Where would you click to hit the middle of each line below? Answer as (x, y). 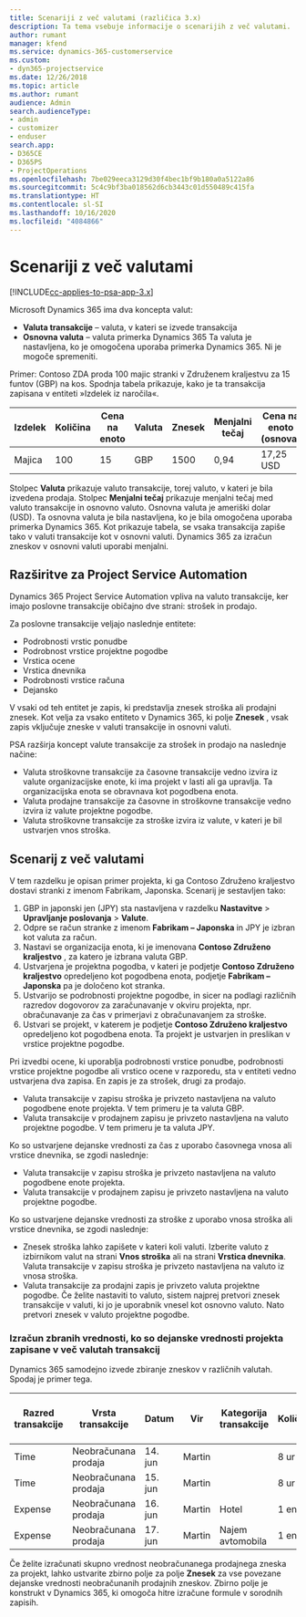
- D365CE (26, 153)
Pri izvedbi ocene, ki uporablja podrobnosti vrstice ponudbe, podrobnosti (147, 1062)
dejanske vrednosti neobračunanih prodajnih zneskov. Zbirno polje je (139, 1583)
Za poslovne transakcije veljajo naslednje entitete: (103, 624)
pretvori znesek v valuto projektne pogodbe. (106, 1315)
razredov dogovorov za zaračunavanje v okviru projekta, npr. (137, 1005)
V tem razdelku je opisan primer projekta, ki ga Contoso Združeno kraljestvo (153, 881)
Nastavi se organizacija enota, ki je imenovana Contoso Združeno (147, 947)
